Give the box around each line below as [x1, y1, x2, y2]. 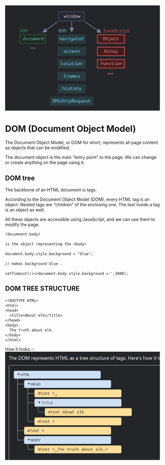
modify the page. [5, 221, 40, 227]
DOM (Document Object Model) [5, 124, 137, 134]
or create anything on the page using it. [5, 159, 85, 165]
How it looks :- [5, 346, 35, 352]
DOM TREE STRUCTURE [5, 284, 80, 293]
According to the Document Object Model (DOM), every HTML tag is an [5, 196, 150, 202]
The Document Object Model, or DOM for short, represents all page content [5, 140, 158, 146]
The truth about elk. [9, 328, 54, 333]
